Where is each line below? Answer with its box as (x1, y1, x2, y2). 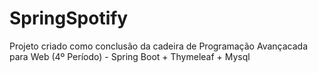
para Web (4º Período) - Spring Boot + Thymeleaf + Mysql (9, 50, 251, 62)
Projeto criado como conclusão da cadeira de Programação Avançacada (9, 40, 309, 52)
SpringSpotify (9, 7, 129, 30)
